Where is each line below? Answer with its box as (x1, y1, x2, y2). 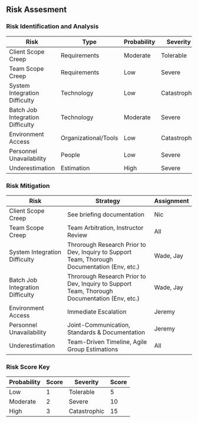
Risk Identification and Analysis (6, 22, 99, 31)
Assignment (154, 197, 189, 205)
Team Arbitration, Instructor (67, 223, 144, 232)
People (61, 150, 81, 158)
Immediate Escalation (67, 308, 127, 316)
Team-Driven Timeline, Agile (67, 338, 147, 346)
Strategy (95, 197, 121, 205)
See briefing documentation (67, 210, 145, 219)
